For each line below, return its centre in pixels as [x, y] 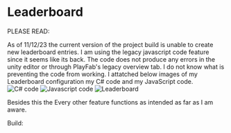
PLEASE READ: [28, 31]
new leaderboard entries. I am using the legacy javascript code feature [108, 52]
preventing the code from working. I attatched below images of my [102, 74]
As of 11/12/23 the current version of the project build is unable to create [110, 44]
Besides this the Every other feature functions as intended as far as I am [110, 102]
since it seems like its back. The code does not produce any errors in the [111, 59]
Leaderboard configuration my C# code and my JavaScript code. [100, 81]
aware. [17, 109]
